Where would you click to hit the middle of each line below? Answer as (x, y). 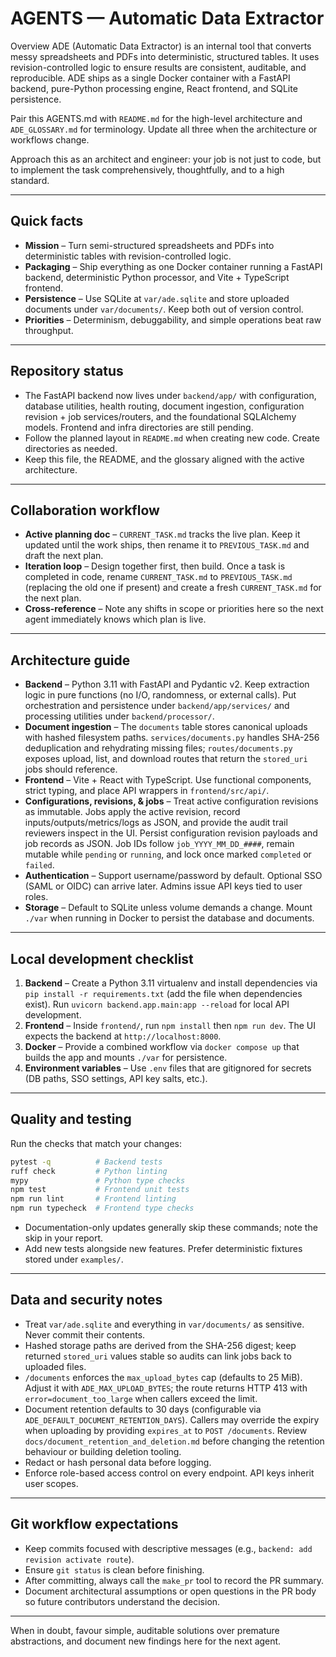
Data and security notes (86, 1300)
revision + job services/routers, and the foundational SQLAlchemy (160, 416)
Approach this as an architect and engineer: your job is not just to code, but (166, 159)
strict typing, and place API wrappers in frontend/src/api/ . (147, 791)
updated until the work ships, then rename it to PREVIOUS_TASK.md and (167, 545)
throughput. (49, 330)
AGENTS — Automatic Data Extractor (167, 18)
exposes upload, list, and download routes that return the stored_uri (166, 759)
